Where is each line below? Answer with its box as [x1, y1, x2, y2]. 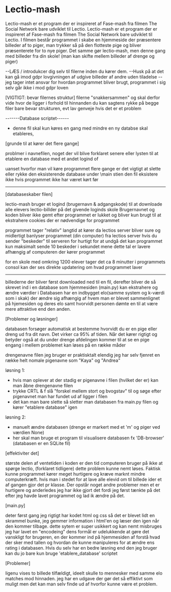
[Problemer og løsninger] [5, 315, 58, 322]
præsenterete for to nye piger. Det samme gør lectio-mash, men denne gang [5, 47, 166, 54]
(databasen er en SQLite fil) [12, 440, 71, 446]
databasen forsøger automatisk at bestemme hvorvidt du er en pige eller [5, 326, 157, 332]
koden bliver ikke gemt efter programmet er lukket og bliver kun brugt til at [5, 212, 161, 218]
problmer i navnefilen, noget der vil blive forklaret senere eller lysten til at [5, 150, 159, 156]
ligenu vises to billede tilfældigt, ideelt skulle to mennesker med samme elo [5, 570, 163, 576]
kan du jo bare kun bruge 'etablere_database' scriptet [5, 550, 118, 556]
